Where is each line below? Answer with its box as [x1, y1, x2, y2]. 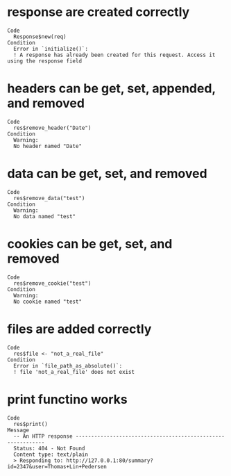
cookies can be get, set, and [7, 236, 173, 252]
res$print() [13, 420, 49, 427]
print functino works [7, 391, 128, 407]
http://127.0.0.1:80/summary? [66, 457, 154, 464]
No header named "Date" [13, 142, 82, 149]
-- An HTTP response [13, 432, 73, 440]
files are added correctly [7, 321, 152, 337]
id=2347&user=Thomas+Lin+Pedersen [7, 463, 108, 470]
